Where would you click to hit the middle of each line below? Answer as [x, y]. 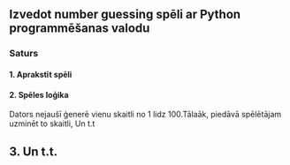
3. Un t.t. [34, 151]
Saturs [24, 54]
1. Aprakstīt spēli [41, 74]
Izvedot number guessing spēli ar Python [125, 15]
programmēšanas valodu [80, 29]
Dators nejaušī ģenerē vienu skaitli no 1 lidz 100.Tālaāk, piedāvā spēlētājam [145, 115]
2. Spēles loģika [39, 94]
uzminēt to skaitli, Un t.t [52, 124]
